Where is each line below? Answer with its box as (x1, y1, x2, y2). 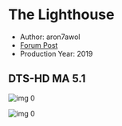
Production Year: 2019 (19, 49, 93, 58)
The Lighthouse (8, 6, 115, 24)
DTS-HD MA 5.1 (8, 72, 86, 85)
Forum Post (19, 40, 58, 49)
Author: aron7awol (19, 32, 81, 41)
